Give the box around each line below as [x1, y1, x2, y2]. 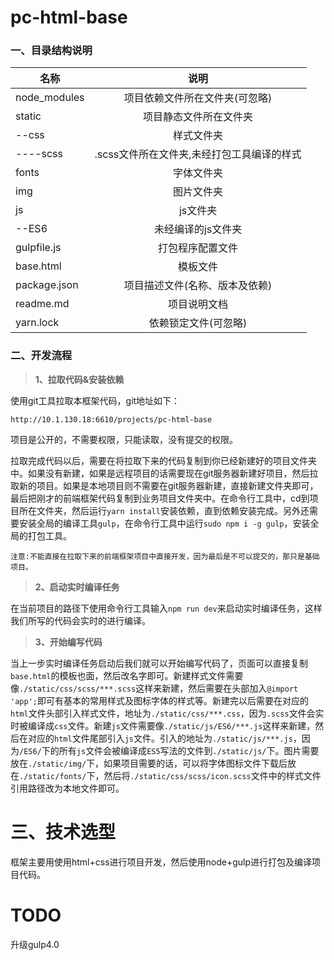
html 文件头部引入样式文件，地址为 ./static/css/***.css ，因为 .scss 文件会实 [10, 707, 325, 719]
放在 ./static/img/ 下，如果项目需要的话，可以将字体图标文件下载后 [10, 757, 288, 769]
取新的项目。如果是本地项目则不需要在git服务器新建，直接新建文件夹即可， [10, 479, 319, 491]
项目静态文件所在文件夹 [143, 110, 254, 124]
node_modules [15, 91, 85, 105]
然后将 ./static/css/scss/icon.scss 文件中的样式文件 [103, 769, 322, 781]
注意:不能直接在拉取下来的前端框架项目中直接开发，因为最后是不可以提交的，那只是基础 [10, 551, 320, 561]
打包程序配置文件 [158, 241, 239, 255]
